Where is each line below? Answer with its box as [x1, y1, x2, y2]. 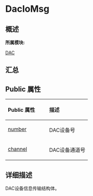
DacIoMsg [5, 3, 50, 15]
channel [8, 146, 27, 153]
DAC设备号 [49, 127, 76, 134]
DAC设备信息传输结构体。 [5, 185, 60, 191]
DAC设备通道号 [49, 147, 86, 154]
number [8, 126, 27, 133]
